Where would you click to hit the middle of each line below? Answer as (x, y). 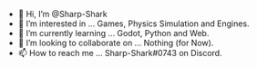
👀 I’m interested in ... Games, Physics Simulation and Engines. (134, 24)
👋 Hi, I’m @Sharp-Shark (62, 14)
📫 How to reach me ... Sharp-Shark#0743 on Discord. (120, 53)
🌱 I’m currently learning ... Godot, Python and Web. (113, 33)
